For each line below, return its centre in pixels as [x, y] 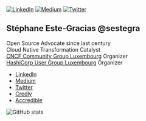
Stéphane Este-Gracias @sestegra [73, 28]
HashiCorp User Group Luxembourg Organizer [64, 62]
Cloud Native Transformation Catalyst [54, 49]
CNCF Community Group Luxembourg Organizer [67, 56]
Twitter [24, 87]
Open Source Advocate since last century [59, 43]
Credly [23, 94]
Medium [26, 81]
